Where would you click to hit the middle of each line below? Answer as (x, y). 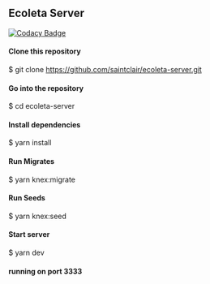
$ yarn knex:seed (38, 216)
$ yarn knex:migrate (42, 179)
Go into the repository (46, 88)
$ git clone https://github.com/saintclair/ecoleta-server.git (105, 70)
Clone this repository (45, 51)
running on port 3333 (45, 271)
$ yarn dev (26, 253)
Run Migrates (32, 161)
